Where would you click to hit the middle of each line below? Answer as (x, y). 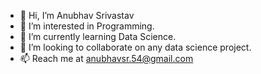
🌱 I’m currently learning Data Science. (98, 36)
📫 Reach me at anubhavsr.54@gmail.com (106, 58)
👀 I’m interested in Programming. (87, 26)
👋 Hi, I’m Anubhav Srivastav (77, 15)
